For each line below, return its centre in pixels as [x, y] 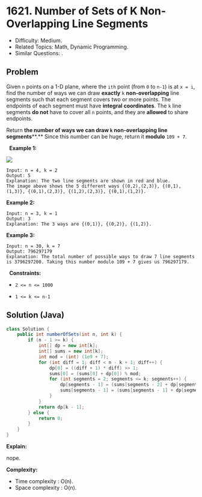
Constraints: [25, 273]
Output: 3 [19, 218]
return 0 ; [50, 418]
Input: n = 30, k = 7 [33, 246]
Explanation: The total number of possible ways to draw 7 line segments [101, 256]
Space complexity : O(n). [46, 488]
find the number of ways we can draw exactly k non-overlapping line [93, 93]
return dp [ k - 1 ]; [61, 407]
